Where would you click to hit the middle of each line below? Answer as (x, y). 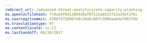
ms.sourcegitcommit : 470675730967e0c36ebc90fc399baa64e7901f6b (72, 19)
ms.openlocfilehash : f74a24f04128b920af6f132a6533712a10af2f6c (72, 14)
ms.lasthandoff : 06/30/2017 (34, 33)
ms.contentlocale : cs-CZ (31, 28)
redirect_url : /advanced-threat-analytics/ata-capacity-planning (73, 10)
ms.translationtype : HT (30, 23)
